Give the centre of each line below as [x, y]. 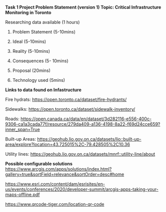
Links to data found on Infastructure [43, 90]
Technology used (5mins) [39, 80]
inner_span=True [22, 129]
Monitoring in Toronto [28, 12]
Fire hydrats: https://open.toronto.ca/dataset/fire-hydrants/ [66, 100]
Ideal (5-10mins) [29, 41]
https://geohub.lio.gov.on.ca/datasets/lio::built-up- [89, 139]
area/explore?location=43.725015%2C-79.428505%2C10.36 [67, 144]
